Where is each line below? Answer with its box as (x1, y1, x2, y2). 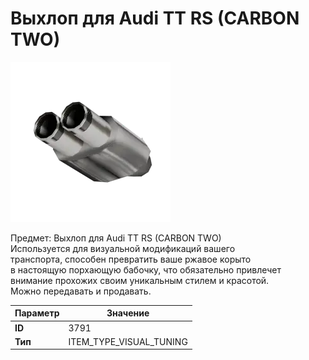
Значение (106, 307, 150, 319)
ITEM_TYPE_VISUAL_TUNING (68, 335, 188, 347)
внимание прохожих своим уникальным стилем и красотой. (10, 274, 270, 286)
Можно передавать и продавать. (10, 285, 152, 297)
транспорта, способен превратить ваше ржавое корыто (10, 253, 252, 265)
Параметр (14, 307, 60, 319)
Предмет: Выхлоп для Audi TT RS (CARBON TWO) (10, 232, 222, 244)
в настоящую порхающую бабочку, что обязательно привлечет (10, 263, 282, 276)
